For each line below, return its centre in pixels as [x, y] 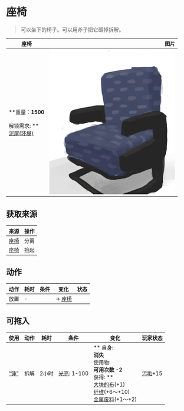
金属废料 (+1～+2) [115, 399]
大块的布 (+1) [109, 384]
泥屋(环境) [21, 133]
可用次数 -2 [108, 370]
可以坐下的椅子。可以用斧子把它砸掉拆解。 [72, 30]
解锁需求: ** [24, 126]
